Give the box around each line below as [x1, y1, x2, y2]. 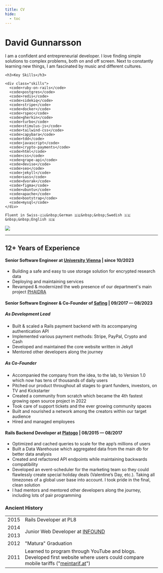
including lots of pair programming [12, 492, 81, 498]
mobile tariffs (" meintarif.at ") [25, 560, 91, 567]
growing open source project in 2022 [12, 398, 86, 404]
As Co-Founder [5, 360, 37, 366]
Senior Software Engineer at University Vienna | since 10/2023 [5, 258, 134, 263]
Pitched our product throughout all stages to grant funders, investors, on [12, 383, 158, 389]
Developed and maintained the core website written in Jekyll [12, 344, 133, 350]
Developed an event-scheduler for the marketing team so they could [12, 466, 149, 472]
